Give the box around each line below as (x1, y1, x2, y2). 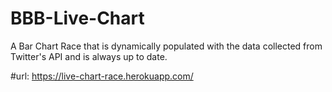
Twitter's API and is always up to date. (10, 50, 168, 62)
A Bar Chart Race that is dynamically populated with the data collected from (10, 40, 323, 52)
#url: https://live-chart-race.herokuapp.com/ (10, 70, 194, 82)
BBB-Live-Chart (10, 7, 145, 30)
